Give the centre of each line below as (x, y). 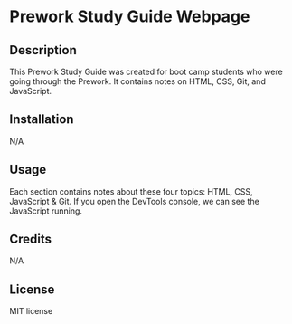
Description (43, 50)
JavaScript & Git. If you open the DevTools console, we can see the (134, 201)
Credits (31, 239)
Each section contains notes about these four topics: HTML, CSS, (131, 191)
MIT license (31, 311)
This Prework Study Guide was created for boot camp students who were (146, 71)
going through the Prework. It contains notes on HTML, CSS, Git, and (138, 81)
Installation (42, 119)
